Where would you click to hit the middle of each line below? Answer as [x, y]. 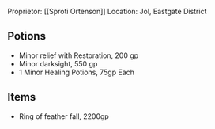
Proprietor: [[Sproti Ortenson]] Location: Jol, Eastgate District [107, 11]
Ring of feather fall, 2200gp [64, 116]
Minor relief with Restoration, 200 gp [79, 55]
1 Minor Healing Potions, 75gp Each [77, 72]
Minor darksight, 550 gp [58, 63]
